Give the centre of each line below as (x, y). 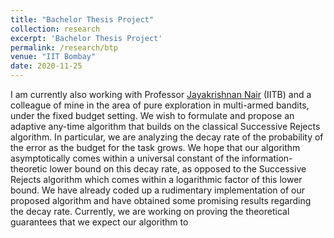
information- (267, 158)
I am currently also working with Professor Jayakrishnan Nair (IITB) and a (161, 94)
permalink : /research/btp (64, 47)
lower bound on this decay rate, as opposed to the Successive (178, 169)
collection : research (55, 29)
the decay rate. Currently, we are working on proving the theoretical (150, 211)
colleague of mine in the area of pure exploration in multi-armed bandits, (160, 105)
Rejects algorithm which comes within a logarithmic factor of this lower (156, 179)
